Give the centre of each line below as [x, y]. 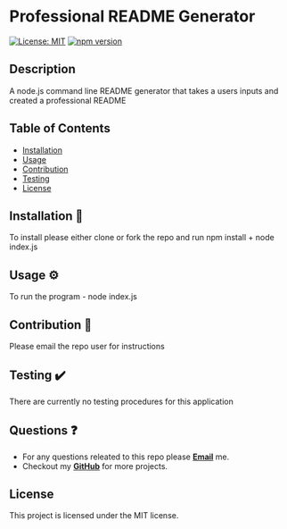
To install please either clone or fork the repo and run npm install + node [142, 238]
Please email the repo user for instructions [87, 346]
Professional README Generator [132, 17]
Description [42, 69]
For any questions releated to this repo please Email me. [126, 457]
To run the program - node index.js [74, 297]
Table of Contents [60, 128]
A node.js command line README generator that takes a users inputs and [144, 90]
